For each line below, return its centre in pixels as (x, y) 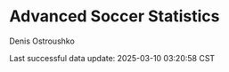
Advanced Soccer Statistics (114, 16)
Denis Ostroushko (42, 41)
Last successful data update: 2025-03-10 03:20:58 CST (112, 58)
